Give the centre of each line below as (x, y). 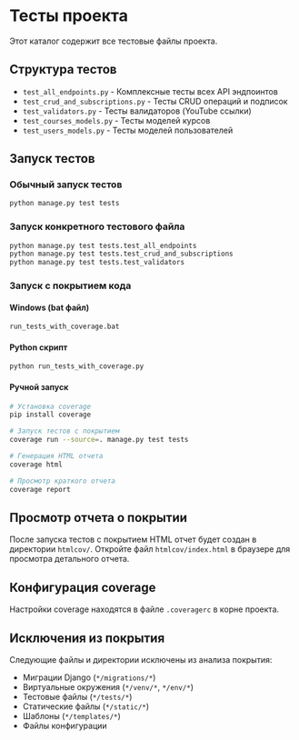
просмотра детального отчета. (70, 559)
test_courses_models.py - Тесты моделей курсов (116, 120)
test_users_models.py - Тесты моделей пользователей (128, 130)
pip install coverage (50, 415)
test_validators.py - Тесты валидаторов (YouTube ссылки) (137, 111)
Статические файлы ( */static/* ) (86, 706)
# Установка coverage (50, 406)
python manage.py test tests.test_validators (97, 263)
